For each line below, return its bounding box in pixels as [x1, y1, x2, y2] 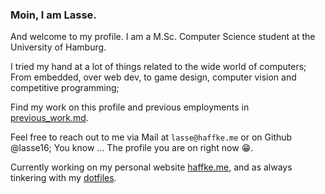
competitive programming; [10, 82, 120, 94]
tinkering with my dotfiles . [10, 172, 117, 184]
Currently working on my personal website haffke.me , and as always [10, 161, 293, 173]
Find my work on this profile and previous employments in [10, 101, 250, 113]
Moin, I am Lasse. [10, 8, 97, 22]
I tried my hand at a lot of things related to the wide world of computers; [10, 61, 307, 73]
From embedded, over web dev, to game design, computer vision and [10, 71, 297, 83]
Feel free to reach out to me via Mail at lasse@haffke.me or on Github [10, 131, 293, 143]
